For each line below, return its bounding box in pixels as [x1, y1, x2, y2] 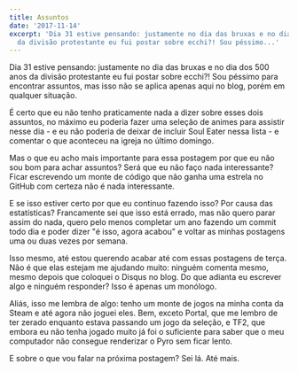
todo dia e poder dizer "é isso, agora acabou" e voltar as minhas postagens [9, 227, 286, 237]
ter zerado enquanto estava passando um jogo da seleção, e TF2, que [9, 317, 266, 328]
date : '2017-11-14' [9, 21, 82, 30]
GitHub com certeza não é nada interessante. [9, 181, 175, 191]
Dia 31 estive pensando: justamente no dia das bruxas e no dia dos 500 [9, 62, 270, 73]
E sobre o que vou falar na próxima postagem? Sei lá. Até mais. [9, 353, 240, 364]
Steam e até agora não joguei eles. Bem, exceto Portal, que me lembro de [9, 307, 278, 319]
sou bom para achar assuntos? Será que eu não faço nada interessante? [9, 162, 274, 173]
